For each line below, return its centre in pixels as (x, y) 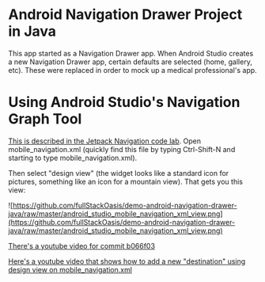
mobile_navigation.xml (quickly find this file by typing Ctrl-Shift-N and (122, 149)
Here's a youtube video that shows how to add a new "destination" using (127, 261)
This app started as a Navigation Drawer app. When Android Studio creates (131, 53)
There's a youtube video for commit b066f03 (82, 246)
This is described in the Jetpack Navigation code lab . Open (105, 141)
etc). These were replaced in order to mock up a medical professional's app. (132, 70)
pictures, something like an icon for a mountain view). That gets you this (126, 181)
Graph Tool (45, 119)
